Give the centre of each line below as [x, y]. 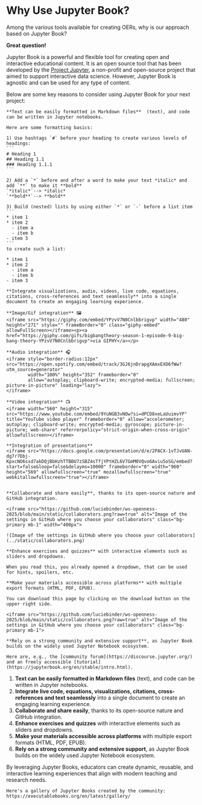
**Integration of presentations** [50, 446]
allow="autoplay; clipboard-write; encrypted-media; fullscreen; [112, 380]
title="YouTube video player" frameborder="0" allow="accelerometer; [96, 419]
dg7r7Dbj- [19, 456]
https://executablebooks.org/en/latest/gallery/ [68, 796]
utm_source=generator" [35, 369]
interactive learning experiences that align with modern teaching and [92, 773]
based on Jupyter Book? [37, 33]
